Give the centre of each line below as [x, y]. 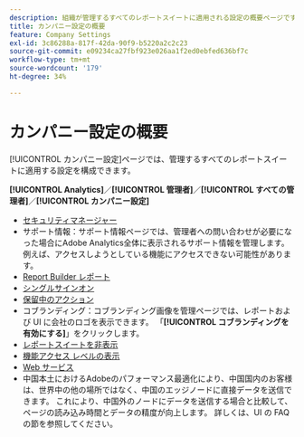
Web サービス [48, 366]
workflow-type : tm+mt [50, 60]
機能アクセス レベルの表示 [71, 356]
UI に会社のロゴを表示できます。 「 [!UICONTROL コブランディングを [161, 321]
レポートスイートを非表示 [70, 344]
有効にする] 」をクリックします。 [83, 333]
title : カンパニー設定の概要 [57, 26]
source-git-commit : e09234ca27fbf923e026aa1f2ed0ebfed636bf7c [129, 52]
